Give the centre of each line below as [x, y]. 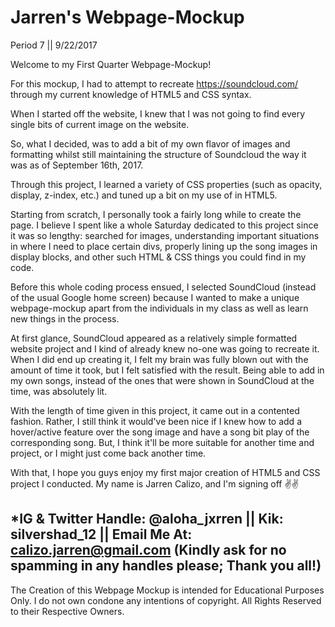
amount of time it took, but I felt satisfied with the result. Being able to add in [167, 370]
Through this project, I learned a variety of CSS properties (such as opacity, [166, 184]
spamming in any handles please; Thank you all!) [166, 566]
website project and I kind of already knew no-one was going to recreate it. [165, 348]
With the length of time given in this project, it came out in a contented [155, 410]
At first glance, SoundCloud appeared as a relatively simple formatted [154, 338]
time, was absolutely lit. [59, 391]
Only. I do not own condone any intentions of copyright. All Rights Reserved [166, 600]
